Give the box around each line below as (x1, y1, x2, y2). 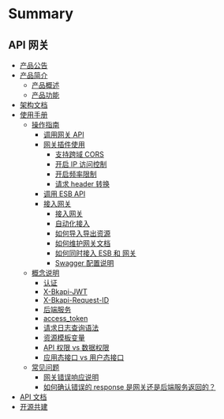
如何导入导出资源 (54, 228, 111, 238)
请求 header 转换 (54, 179, 110, 188)
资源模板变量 (43, 333, 85, 342)
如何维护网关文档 (54, 239, 111, 247)
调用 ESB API (43, 189, 86, 198)
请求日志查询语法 (43, 323, 99, 332)
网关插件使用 (43, 140, 85, 149)
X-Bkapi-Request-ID (43, 296, 109, 304)
